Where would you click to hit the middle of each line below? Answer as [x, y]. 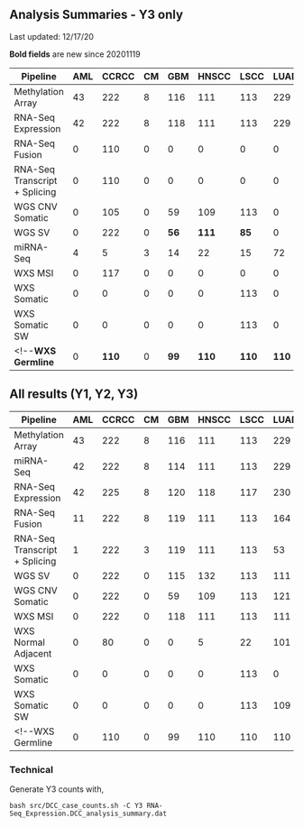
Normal [29, 642]
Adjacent [33, 653]
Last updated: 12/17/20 [52, 36]
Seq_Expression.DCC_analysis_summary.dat [88, 813]
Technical [32, 769]
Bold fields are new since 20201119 [75, 54]
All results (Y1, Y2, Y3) [74, 395]
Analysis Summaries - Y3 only [96, 15]
